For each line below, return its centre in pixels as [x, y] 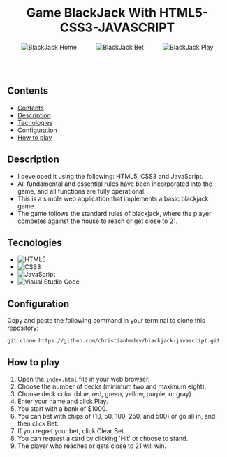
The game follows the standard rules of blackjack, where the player [114, 213]
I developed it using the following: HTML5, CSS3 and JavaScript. [110, 176]
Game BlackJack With [91, 13]
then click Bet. [38, 423]
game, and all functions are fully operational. [81, 191]
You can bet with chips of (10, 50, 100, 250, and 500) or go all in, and [116, 416]
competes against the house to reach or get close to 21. [97, 221]
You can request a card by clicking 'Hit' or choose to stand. [103, 438]
